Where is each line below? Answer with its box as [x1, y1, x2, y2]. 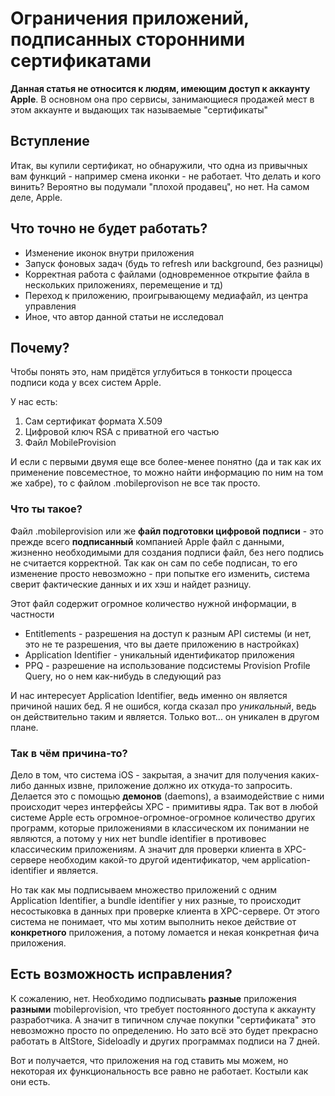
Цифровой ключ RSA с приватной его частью [24, 426, 220, 438]
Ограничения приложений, [10, 7, 250, 30]
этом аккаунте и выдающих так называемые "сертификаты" [10, 103, 269, 116]
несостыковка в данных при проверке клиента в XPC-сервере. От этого [10, 905, 320, 917]
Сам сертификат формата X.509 [24, 415, 163, 427]
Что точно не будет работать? [10, 220, 208, 237]
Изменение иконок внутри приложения [24, 247, 195, 259]
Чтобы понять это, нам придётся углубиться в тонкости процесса [10, 366, 293, 378]
